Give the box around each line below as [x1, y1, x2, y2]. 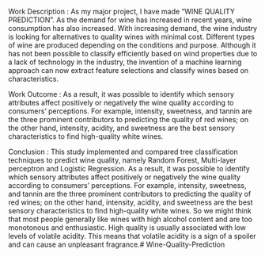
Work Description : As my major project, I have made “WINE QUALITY [8, 7, 235, 16]
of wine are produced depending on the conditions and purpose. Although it [8, 40, 256, 50]
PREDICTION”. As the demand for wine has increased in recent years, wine [8, 15, 252, 25]
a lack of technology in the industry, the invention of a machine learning [8, 57, 242, 67]
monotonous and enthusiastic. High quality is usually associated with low [8, 223, 247, 232]
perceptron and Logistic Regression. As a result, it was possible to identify [8, 164, 251, 173]
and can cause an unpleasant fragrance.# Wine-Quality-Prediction [8, 240, 225, 249]
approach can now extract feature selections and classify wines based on [8, 66, 249, 75]
